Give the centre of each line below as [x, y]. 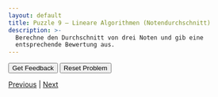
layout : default [35, 15]
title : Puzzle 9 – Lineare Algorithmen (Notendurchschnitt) [110, 23]
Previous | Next [33, 84]
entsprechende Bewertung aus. [65, 45]
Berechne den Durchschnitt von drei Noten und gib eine [109, 37]
